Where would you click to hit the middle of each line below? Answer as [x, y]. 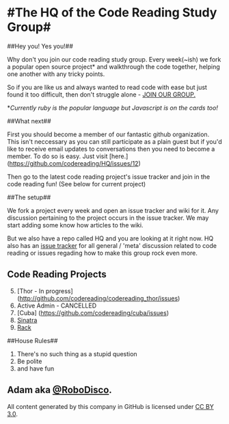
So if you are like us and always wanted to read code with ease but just [107, 87]
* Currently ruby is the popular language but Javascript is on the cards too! [113, 108]
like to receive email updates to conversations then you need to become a [111, 149]
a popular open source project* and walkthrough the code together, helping [113, 66]
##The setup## [29, 197]
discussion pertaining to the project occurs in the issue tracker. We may [108, 218]
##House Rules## [32, 340]
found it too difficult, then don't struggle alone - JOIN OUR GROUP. [102, 95]
